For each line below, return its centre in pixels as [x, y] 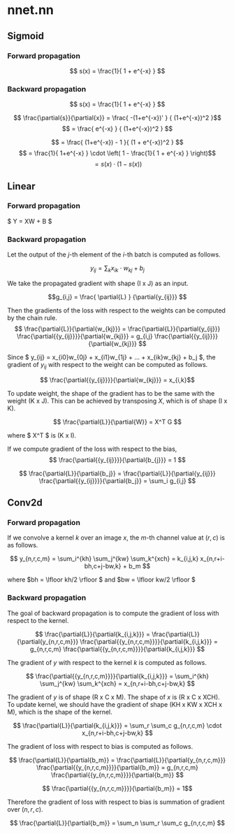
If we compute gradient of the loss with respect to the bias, [92, 449]
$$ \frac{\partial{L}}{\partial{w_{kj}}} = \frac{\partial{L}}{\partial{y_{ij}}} [117, 329]
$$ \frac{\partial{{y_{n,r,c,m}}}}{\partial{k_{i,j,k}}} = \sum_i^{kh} [117, 676]
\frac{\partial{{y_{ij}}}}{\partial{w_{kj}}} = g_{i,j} [85, 336]
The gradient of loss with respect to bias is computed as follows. [100, 746]
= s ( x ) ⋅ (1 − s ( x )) [118, 164]
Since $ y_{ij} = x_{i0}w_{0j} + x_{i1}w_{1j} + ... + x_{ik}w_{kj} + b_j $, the [111, 357]
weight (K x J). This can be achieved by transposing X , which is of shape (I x [117, 401]
